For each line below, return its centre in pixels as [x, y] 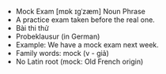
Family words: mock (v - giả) [62, 53]
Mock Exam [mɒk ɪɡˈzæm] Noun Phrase [81, 11]
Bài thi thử [32, 28]
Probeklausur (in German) [58, 36]
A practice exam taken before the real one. [85, 20]
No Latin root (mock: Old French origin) [79, 61]
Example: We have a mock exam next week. [87, 45]
